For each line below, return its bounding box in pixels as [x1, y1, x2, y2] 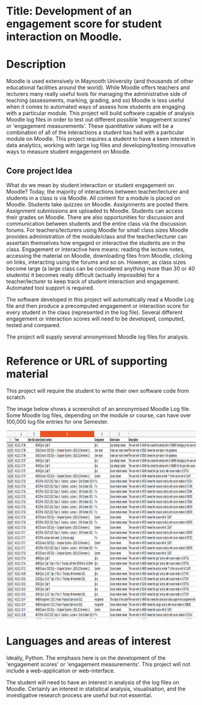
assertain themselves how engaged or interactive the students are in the [6, 239, 185, 246]
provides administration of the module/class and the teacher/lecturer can [6, 232, 188, 240]
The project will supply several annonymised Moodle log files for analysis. [6, 333, 189, 340]
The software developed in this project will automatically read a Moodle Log [6, 296, 194, 303]
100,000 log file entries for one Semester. [6, 418, 109, 425]
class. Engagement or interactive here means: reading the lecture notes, [6, 246, 185, 253]
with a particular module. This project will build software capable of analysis [6, 110, 195, 117]
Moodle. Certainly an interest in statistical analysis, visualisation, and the [6, 685, 186, 692]
